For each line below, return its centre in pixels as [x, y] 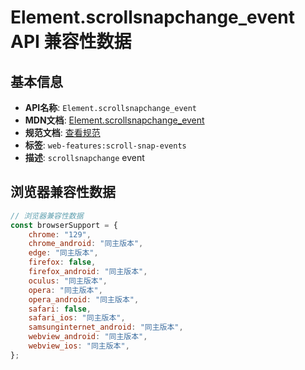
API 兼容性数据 [71, 42]
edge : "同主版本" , [63, 253]
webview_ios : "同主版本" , [79, 346]
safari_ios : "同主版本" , [77, 318]
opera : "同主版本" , [65, 290]
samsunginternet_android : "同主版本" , [106, 327]
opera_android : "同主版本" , [84, 299]
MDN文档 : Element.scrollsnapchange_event [114, 120]
